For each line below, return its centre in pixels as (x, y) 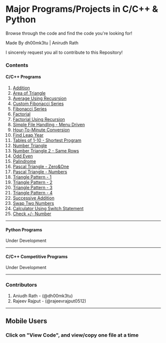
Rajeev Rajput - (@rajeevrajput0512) (50, 301)
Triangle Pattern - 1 (32, 177)
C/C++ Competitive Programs (37, 256)
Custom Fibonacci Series (38, 104)
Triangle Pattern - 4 (33, 193)
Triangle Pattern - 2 (33, 182)
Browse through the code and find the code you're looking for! (69, 33)
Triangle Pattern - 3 (33, 188)
